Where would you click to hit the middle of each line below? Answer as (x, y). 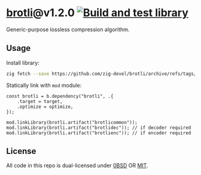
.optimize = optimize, (45, 107)
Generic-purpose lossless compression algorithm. (68, 29)
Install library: (23, 62)
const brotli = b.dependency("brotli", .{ (60, 96)
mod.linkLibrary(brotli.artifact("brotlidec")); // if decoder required (99, 128)
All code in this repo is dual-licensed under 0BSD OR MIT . (77, 165)
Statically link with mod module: (44, 85)
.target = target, (40, 101)
